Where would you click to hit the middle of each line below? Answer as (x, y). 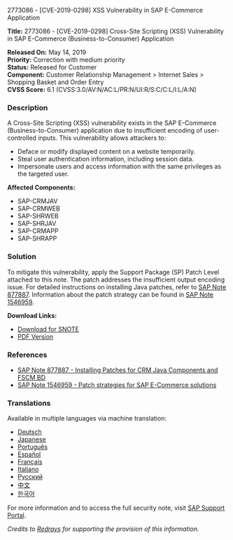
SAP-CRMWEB (39, 209)
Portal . (17, 515)
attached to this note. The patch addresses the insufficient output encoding (116, 279)
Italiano (28, 469)
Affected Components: (41, 187)
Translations (29, 403)
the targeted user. (43, 174)
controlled (22, 138)
